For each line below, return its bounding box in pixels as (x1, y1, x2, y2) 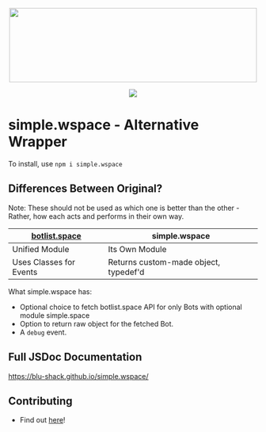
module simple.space (19, 310, 90, 320)
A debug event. (19, 327, 67, 337)
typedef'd (108, 266, 145, 277)
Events (12, 266, 38, 277)
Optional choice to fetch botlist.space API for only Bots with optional (19, 302, 243, 312)
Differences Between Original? (8, 182, 163, 196)
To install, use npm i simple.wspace (8, 159, 123, 168)
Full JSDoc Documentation (8, 350, 142, 364)
